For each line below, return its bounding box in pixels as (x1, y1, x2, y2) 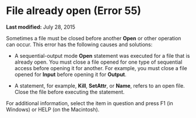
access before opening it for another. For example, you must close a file (14, 64, 188, 71)
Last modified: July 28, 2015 (6, 23, 76, 30)
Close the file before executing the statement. (14, 88, 125, 95)
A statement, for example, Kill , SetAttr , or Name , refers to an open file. (14, 82, 185, 89)
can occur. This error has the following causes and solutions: (6, 41, 153, 48)
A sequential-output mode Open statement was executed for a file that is (14, 52, 190, 59)
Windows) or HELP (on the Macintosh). (6, 106, 100, 113)
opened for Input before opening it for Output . (14, 71, 127, 78)
